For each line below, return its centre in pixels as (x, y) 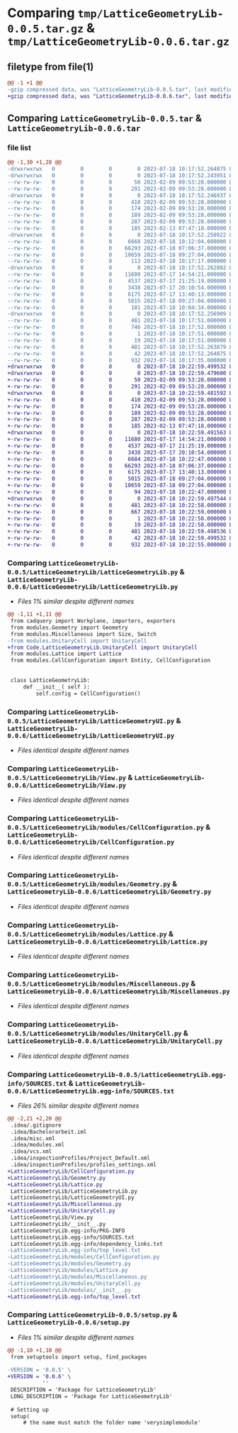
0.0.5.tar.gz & (51, 28)
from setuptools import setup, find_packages (79, 1357)
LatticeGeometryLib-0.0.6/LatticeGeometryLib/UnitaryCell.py (115, 1041)
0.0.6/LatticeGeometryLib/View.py (67, 785)
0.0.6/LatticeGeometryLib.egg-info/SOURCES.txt (91, 1091)
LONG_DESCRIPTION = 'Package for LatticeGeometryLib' (91, 1396)
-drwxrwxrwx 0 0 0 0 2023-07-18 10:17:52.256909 (117, 314)
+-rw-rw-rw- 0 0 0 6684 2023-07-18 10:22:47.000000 (117, 459)
